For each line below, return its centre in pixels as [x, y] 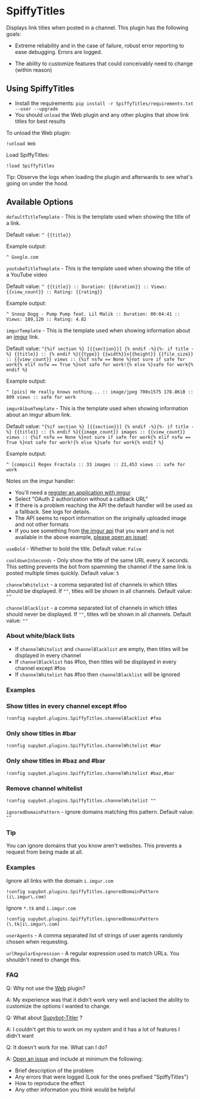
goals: [14, 34]
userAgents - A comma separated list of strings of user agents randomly [95, 935]
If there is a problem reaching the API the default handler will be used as [104, 505]
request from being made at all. [45, 852]
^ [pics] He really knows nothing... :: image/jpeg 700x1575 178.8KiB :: [100, 392]
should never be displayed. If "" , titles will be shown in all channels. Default [99, 614]
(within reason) [33, 69]
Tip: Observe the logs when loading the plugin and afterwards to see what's [99, 177]
